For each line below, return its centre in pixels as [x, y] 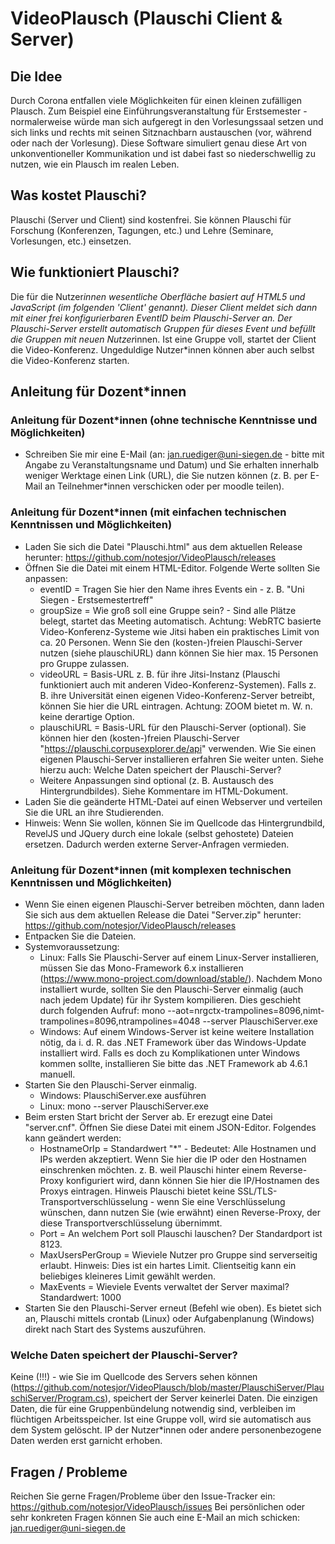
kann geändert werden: [73, 1138]
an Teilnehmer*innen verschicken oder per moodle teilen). [164, 486]
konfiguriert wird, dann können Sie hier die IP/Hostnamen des [193, 1180]
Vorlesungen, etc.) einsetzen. [71, 241]
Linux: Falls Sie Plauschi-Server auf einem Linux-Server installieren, [179, 957]
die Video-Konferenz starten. [70, 360]
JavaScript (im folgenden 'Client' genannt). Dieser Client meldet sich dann [164, 307]
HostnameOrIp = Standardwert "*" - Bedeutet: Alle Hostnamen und [178, 1148]
